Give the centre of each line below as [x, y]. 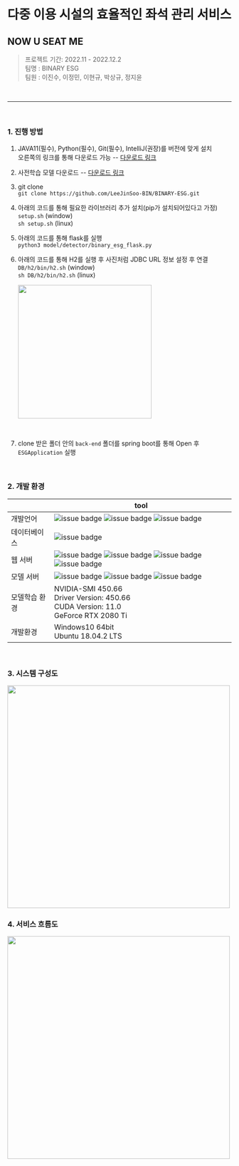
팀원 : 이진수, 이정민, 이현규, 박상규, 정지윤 [83, 77]
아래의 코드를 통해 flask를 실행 [60, 238]
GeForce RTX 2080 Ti [90, 615]
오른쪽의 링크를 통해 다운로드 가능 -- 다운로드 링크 [87, 158]
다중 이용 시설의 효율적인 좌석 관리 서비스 [119, 15]
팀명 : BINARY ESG [52, 68]
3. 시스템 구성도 [33, 673]
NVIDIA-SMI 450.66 [88, 589]
